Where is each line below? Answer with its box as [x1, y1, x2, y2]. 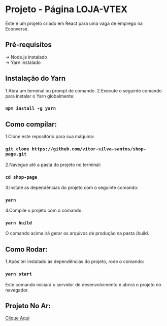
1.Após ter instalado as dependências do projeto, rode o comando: [5, 258, 145, 265]
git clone [5, 146, 29, 152]
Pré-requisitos [5, 41, 52, 49]
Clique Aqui [5, 315, 29, 321]
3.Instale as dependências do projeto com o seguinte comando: [5, 184, 139, 190]
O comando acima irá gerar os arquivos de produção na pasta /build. [5, 230, 149, 237]
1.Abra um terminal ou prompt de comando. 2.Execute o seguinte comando [5, 87, 162, 93]
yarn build [5, 220, 32, 226]
